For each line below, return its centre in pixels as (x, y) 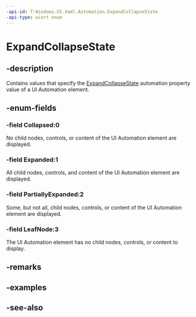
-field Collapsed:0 (33, 125)
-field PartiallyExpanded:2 (45, 194)
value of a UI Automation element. (48, 89)
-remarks (24, 267)
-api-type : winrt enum (34, 17)
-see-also (25, 308)
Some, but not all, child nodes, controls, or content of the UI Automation (94, 207)
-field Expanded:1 (32, 160)
